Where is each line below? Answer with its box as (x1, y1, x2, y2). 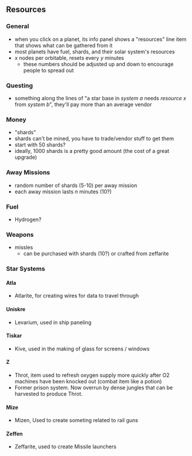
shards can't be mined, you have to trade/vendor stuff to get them (14, 135, 174, 142)
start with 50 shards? (14, 141, 66, 148)
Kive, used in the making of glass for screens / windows (14, 345, 150, 352)
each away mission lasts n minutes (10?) (14, 188, 112, 195)
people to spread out (23, 67, 74, 74)
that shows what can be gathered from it (14, 42, 113, 49)
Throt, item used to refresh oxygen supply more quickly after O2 (14, 372, 170, 379)
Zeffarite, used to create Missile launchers (14, 443, 117, 450)
